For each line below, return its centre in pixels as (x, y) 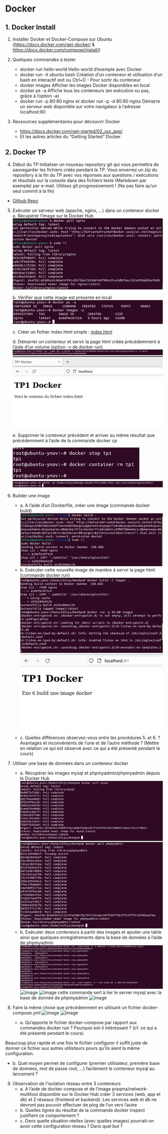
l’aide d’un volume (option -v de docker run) (58, 347)
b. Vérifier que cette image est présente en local (62, 298)
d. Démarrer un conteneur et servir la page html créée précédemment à (86, 342)
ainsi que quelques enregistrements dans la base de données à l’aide (91, 937)
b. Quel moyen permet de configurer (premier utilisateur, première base (86, 1063)
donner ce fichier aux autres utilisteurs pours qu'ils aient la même (72, 1048)
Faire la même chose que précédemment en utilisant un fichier (77, 1007)
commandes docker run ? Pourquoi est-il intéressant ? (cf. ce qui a (88, 1028)
